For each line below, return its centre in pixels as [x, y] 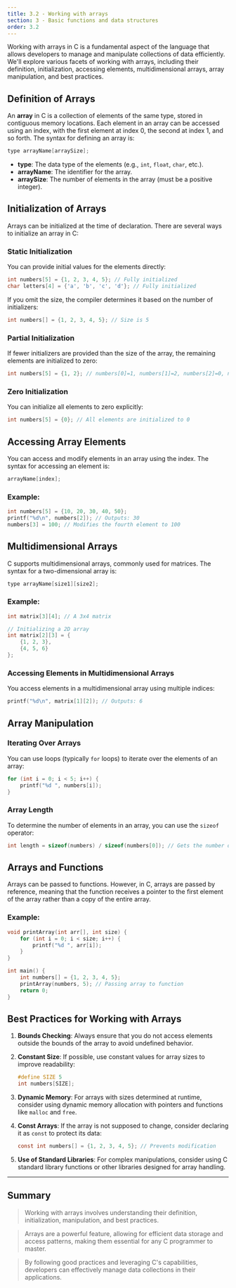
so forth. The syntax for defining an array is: [71, 138]
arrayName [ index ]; [34, 479]
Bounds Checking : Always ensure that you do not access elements [115, 1036]
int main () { [26, 971]
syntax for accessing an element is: [59, 466]
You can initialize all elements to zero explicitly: [76, 407]
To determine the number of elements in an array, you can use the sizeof [113, 825]
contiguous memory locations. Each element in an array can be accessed [113, 123]
